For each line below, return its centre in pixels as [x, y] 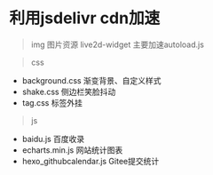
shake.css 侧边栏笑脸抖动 [69, 91]
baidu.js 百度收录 [53, 139]
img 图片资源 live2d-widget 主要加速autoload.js [117, 44]
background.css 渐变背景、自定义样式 [91, 80]
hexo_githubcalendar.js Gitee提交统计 [91, 161]
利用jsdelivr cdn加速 [85, 18]
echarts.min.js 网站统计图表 [72, 150]
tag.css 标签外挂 [52, 102]
